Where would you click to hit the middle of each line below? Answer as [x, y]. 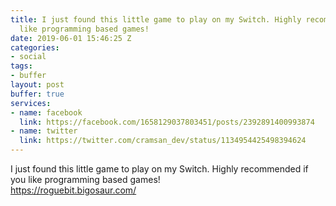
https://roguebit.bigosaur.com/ [73, 190]
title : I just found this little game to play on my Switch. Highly [156, 19]
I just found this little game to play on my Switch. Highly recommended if [159, 169]
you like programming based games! [85, 179]
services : [31, 103]
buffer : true [37, 94]
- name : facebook [46, 112]
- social [28, 57]
